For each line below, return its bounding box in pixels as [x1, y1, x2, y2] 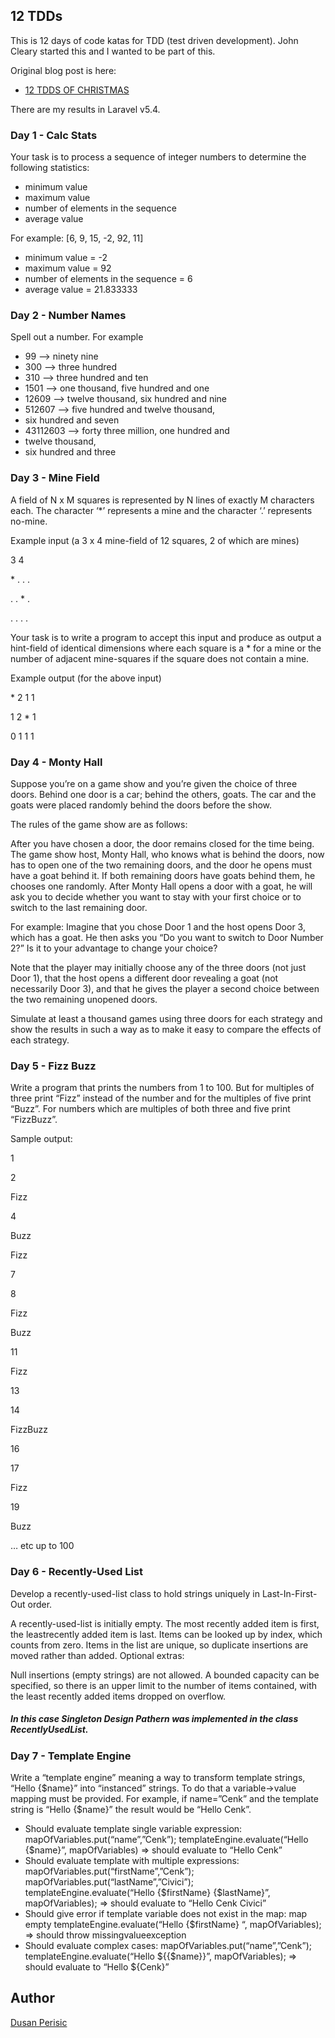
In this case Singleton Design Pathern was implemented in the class [10, 1713, 299, 1725]
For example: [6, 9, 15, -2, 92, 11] [10, 232, 144, 244]
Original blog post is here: [10, 64, 117, 76]
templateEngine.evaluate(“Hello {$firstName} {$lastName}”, [24, 1886, 271, 1898]
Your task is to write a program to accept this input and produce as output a [10, 631, 322, 643]
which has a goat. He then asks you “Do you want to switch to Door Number [10, 932, 324, 943]
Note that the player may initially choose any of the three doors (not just [10, 962, 307, 973]
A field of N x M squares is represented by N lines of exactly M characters [10, 494, 315, 506]
